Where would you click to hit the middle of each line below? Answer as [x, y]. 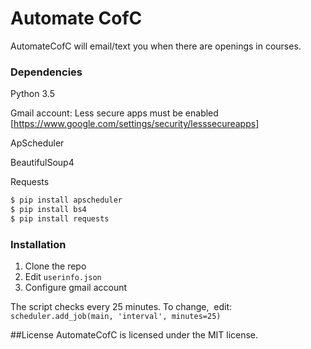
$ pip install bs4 [48, 210]
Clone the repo [55, 266]
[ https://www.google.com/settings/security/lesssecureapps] [135, 124]
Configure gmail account [76, 288]
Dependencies [46, 72]
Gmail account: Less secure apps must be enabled [114, 113]
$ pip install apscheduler [66, 200]
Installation [38, 244]
